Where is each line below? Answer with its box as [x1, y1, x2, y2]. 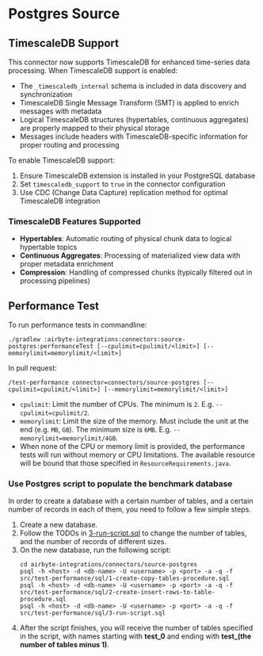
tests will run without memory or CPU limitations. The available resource [19, 450, 256, 460]
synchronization [19, 90, 73, 99]
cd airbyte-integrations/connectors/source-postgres [19, 561, 198, 569]
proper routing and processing [19, 140, 120, 149]
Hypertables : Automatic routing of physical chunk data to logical [19, 234, 232, 244]
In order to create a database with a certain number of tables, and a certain [8, 497, 253, 506]
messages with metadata [19, 106, 102, 116]
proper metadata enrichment [19, 259, 114, 269]
